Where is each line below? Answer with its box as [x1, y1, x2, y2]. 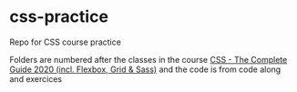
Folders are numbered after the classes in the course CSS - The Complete [9, 54, 288, 65]
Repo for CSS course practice [9, 36, 121, 47]
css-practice [9, 6, 109, 27]
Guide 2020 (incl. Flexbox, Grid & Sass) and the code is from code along [9, 64, 282, 75]
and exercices [9, 73, 62, 84]
